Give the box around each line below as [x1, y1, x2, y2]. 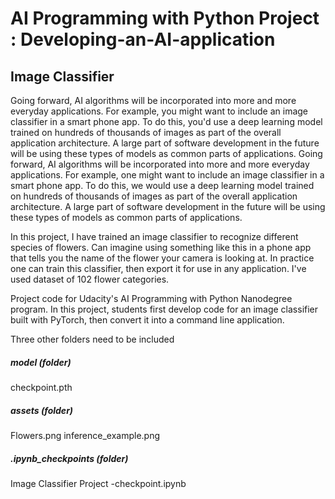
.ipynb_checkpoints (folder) [10, 452, 129, 464]
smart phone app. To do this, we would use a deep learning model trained [10, 180, 315, 191]
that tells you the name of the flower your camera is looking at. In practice [10, 252, 315, 264]
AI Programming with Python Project [10, 7, 320, 30]
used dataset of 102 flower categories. [10, 273, 170, 285]
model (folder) [10, 356, 72, 368]
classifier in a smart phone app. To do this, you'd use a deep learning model [10, 116, 323, 127]
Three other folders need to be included [10, 333, 175, 345]
